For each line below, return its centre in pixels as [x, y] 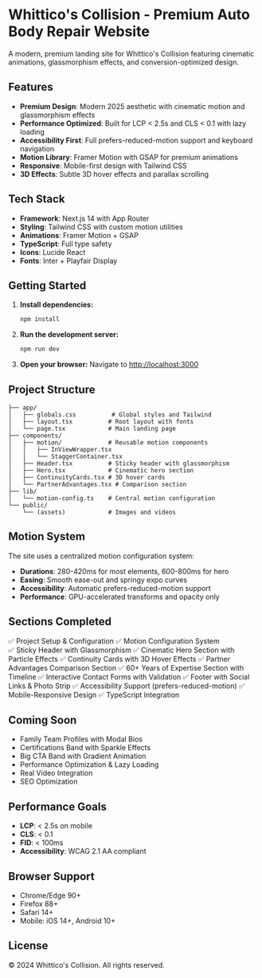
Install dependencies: [57, 305]
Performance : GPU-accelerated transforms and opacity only [120, 597]
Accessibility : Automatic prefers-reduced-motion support [115, 588]
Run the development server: [69, 334]
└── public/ [28, 505]
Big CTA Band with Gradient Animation [83, 756]
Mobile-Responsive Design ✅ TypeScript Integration [94, 694]
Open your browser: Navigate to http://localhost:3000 [109, 365]
